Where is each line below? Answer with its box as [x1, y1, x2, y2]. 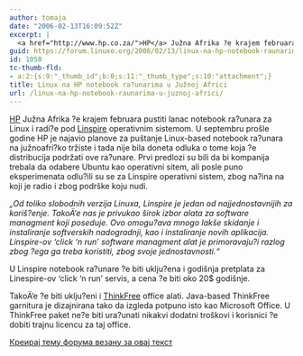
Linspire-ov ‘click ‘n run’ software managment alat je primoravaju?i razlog [9, 236, 286, 247]
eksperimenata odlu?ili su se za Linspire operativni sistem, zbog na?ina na [9, 170, 285, 181]
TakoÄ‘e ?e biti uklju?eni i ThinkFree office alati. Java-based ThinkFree [9, 290, 271, 301]
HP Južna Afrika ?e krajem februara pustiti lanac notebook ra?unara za [9, 114, 272, 124]
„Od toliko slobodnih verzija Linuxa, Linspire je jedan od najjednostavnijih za [9, 197, 293, 208]
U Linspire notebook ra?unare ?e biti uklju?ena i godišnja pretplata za [9, 263, 266, 274]
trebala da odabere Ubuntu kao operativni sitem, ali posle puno [9, 161, 243, 172]
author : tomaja [9, 13, 67, 23]
